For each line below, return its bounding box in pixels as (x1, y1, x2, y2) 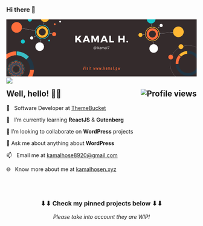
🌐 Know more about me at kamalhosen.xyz (6, 166, 117, 173)
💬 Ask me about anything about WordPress (6, 140, 115, 147)
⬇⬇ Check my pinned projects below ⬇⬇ (40, 199, 163, 208)
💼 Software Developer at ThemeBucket (6, 105, 106, 112)
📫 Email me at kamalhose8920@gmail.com (6, 152, 118, 159)
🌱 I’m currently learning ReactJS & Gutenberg (6, 116, 124, 123)
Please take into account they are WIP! (53, 213, 150, 220)
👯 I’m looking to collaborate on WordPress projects (6, 128, 134, 135)
